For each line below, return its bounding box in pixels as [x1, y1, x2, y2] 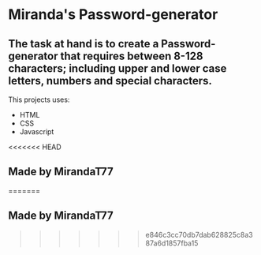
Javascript [19, 127, 54, 136]
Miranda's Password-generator [8, 6, 218, 24]
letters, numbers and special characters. [8, 73, 213, 88]
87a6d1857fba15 [145, 238, 199, 248]
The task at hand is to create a [8, 37, 159, 51]
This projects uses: [8, 95, 70, 104]
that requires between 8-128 [60, 49, 203, 62]
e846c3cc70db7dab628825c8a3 [145, 230, 254, 239]
